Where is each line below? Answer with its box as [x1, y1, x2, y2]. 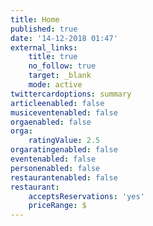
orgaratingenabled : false [10, 145, 118, 155]
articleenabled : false [10, 98, 105, 108]
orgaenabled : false [10, 117, 92, 127]
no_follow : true [28, 61, 97, 71]
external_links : [10, 42, 78, 53]
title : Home [10, 14, 60, 25]
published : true [10, 24, 78, 34]
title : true [28, 52, 78, 62]
